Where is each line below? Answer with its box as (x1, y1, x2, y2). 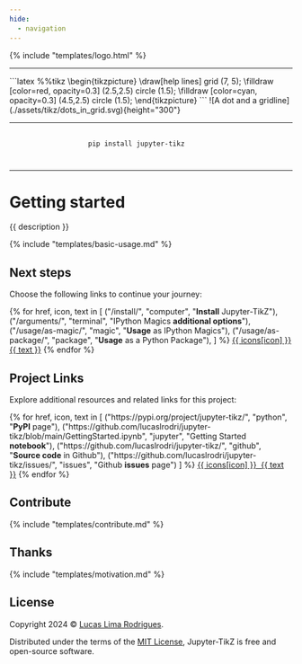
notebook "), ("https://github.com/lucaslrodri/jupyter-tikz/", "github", (9, 440, 262, 451)
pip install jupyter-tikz (88, 139, 185, 148)
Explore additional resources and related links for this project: (9, 394, 236, 405)
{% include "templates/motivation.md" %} (9, 569, 164, 580)
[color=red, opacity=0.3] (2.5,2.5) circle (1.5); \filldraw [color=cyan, (9, 85, 258, 96)
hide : (9, 14, 30, 23)
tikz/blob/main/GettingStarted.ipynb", (9, 431, 148, 442)
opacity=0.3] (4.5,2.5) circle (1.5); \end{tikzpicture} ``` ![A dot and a (9, 94, 258, 105)
